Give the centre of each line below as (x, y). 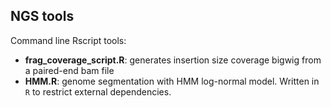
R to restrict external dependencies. (98, 91)
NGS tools (42, 16)
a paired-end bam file (69, 70)
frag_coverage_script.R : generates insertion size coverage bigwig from (173, 60)
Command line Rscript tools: (68, 40)
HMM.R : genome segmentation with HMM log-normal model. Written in (172, 81)
